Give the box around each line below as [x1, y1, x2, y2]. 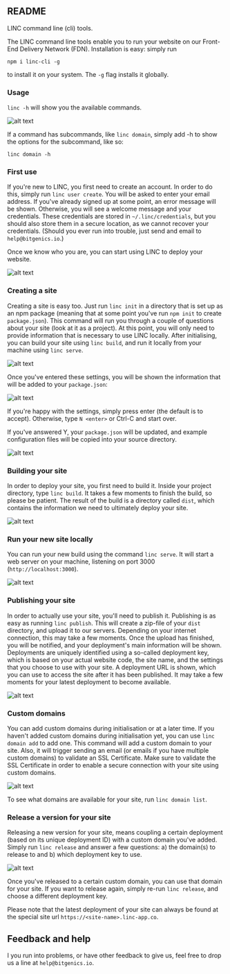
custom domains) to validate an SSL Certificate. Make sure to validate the [7, 754, 216, 762]
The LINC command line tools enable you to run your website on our [7, 37, 202, 46]
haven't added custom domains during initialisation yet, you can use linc [7, 731, 215, 740]
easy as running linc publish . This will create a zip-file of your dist [7, 618, 201, 627]
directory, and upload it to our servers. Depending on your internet [7, 626, 197, 634]
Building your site [7, 466, 68, 476]
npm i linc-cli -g [7, 58, 60, 65]
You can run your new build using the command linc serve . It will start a [7, 550, 214, 559]
